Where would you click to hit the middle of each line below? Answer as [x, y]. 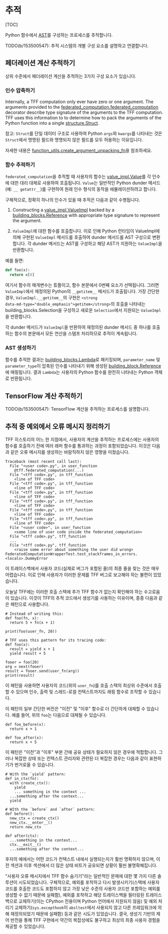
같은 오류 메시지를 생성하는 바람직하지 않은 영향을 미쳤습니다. [70, 452]
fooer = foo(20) [22, 662]
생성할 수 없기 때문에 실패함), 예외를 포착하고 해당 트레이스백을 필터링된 [75, 895]
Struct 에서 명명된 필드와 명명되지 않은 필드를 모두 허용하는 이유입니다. [74, 140]
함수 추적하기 [20, 165]
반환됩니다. [21, 378]
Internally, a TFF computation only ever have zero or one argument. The [79, 102]
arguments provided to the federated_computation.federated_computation [82, 107]
